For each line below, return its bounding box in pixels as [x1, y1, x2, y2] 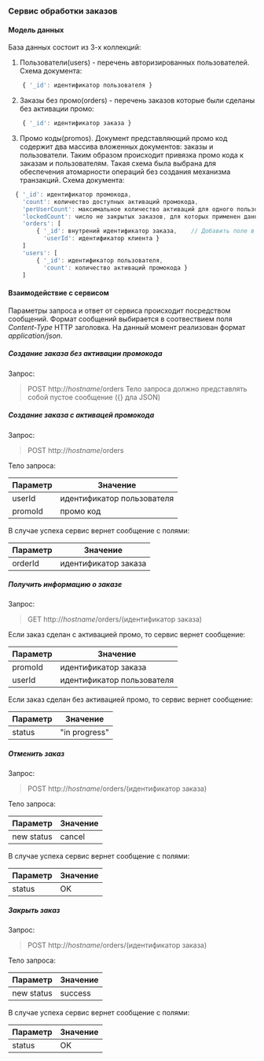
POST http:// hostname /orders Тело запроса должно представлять [27, 384, 247, 393]
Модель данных [8, 25, 64, 35]
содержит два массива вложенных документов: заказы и [19, 142, 214, 151]
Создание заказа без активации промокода [8, 349, 163, 358]
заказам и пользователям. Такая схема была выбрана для [19, 158, 217, 168]
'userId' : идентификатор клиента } [42, 235, 159, 243]
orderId [12, 558, 39, 569]
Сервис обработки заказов [8, 6, 118, 17]
